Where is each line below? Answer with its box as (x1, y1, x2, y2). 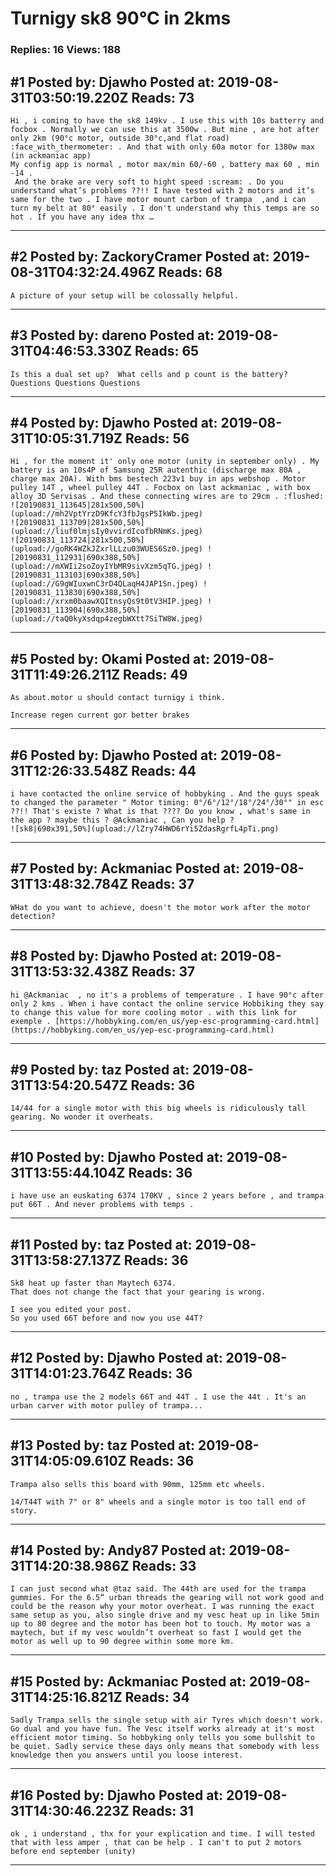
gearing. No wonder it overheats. (10, 1112, 155, 1122)
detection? (10, 911, 56, 921)
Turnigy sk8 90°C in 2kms (10, 7, 232, 30)
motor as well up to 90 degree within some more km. (10, 1637, 235, 1647)
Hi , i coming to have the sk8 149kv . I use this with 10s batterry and (10, 115, 325, 126)
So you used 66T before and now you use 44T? (10, 1313, 203, 1324)
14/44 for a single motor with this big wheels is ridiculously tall (10, 1103, 307, 1114)
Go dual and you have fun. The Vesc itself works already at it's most (10, 1724, 315, 1734)
